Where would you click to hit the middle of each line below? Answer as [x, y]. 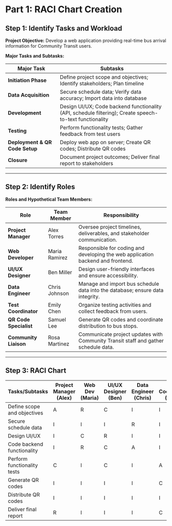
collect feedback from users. [113, 311]
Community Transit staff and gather [121, 340]
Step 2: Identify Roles [40, 187]
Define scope [24, 406]
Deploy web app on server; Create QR [105, 142]
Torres [56, 236]
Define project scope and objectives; [104, 77]
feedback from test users [90, 134]
